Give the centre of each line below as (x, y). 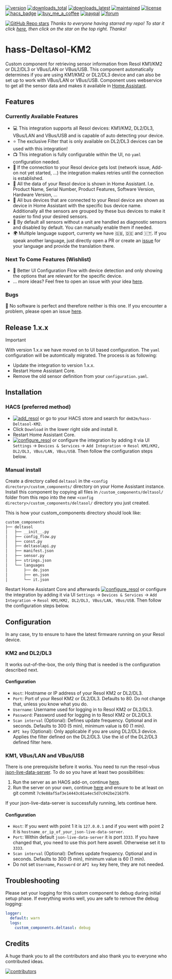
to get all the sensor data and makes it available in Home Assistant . (76, 85)
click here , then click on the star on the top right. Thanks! (66, 29)
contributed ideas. (25, 962)
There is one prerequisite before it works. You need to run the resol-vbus (83, 767)
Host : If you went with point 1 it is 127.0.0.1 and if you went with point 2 (88, 826)
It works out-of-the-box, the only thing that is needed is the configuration (83, 664)
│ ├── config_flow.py (31, 537)
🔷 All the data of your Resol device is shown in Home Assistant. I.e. (83, 184)
